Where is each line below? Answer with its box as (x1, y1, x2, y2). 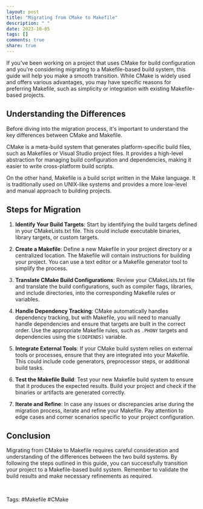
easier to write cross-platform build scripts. (6, 162, 115, 169)
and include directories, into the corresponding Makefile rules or (15, 289, 176, 297)
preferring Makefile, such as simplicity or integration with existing (6, 85, 170, 92)
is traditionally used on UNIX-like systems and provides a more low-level (6, 180, 187, 188)
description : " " (6, 20, 50, 26)
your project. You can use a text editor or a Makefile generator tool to (15, 258, 188, 265)
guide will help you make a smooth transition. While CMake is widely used (6, 72, 191, 79)
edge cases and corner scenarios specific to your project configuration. (15, 413, 195, 421)
